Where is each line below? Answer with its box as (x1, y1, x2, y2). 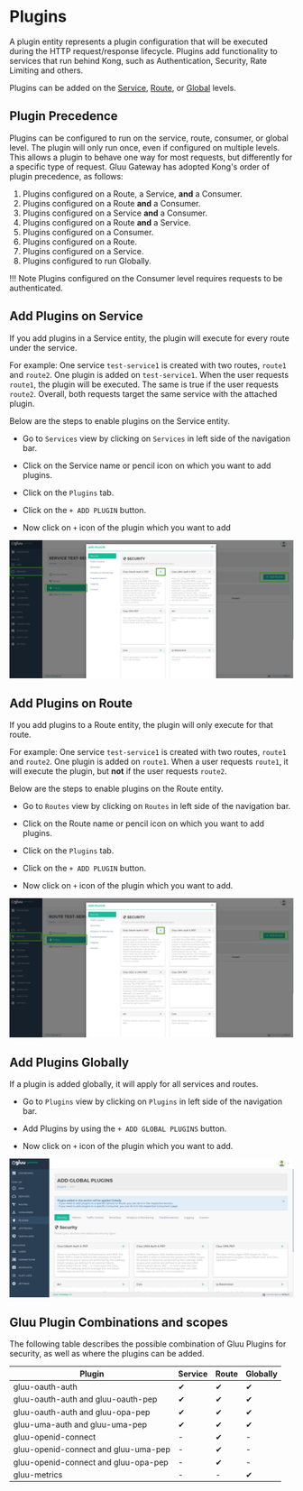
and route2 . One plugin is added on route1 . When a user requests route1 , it (9, 756, 289, 768)
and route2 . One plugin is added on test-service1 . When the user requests (9, 369, 289, 380)
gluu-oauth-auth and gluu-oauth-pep (13, 1394, 158, 1404)
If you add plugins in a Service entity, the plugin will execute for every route (9, 332, 290, 344)
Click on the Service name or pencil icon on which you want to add (22, 460, 271, 471)
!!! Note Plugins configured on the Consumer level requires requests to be (9, 272, 283, 283)
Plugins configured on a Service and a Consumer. (22, 207, 208, 218)
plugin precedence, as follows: (9, 170, 124, 181)
